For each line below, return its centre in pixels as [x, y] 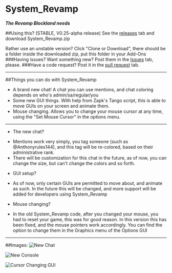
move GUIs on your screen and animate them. [61, 106]
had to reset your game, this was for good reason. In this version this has [90, 219]
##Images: [17, 245]
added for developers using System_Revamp [60, 194]
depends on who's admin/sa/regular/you [56, 95]
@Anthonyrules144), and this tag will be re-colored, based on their [83, 147]
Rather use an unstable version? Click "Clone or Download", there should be [85, 48]
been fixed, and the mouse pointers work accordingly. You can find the [88, 225]
